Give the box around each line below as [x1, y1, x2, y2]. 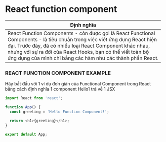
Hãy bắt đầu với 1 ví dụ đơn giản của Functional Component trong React [5, 81, 151, 87]
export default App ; [5, 132, 48, 137]
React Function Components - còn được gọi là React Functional [7, 30, 155, 37]
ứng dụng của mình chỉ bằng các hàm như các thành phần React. [7, 55, 159, 62]
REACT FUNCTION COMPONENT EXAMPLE [5, 70, 111, 76]
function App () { [5, 105, 41, 110]
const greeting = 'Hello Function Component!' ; [9, 109, 110, 114]
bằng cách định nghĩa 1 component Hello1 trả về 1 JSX [5, 86, 115, 92]
